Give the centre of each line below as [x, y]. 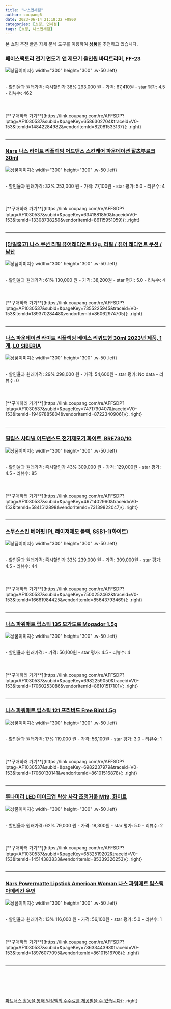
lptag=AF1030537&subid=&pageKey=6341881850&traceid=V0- [71, 214]
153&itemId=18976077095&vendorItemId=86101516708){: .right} [73, 953]
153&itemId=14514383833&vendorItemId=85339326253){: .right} [74, 859]
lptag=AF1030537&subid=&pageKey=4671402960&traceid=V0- [72, 501]
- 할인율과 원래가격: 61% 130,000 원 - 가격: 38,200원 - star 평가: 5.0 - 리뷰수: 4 [85, 280]
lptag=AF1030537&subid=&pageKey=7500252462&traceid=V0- [72, 594]
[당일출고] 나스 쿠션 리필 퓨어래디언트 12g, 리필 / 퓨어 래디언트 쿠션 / [83, 244]
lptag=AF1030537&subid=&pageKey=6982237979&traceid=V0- [72, 767]
